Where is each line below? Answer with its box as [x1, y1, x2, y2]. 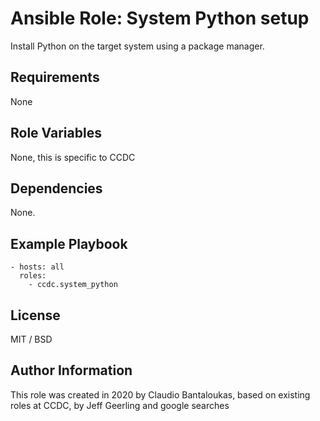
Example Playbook [10, 235, 128, 252]
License [10, 307, 61, 324]
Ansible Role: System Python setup [10, 7, 310, 30]
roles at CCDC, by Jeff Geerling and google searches [10, 399, 230, 411]
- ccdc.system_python [28, 280, 118, 290]
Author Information [10, 362, 133, 379]
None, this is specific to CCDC [10, 151, 136, 163]
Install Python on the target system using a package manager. [10, 40, 265, 52]
